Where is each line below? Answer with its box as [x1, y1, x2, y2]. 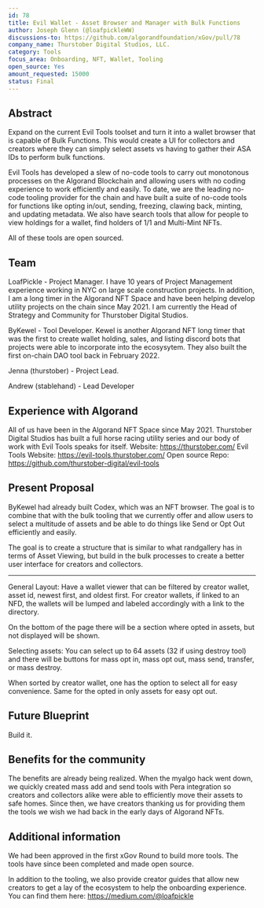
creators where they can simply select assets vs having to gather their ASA [8, 144, 251, 154]
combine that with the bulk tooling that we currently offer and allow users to [8, 510, 254, 520]
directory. [8, 607, 39, 617]
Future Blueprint [8, 710, 90, 723]
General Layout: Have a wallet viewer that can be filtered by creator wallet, [8, 582, 250, 591]
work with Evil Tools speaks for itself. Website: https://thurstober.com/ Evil [8, 442, 249, 451]
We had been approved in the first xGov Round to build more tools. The [8, 851, 239, 861]
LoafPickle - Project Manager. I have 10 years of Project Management [8, 277, 233, 287]
